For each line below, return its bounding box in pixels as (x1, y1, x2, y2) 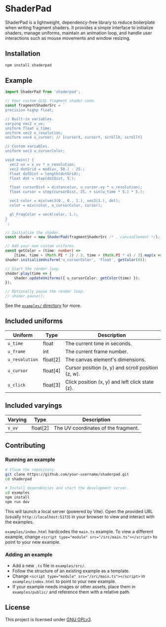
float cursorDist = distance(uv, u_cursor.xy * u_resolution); (9, 185, 142, 190)
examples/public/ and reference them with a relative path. (12, 589, 130, 595)
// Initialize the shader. (5, 230, 61, 235)
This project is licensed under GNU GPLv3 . (5, 616, 92, 622)
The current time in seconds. (65, 340, 132, 347)
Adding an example (5, 551, 53, 558)
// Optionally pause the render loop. (5, 289, 85, 294)
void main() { (5, 157, 35, 162)
